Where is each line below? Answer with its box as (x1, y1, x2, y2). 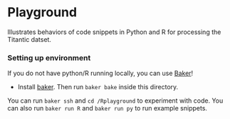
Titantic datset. (7, 35, 52, 43)
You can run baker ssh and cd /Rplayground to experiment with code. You (7, 96, 224, 105)
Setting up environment (7, 52, 91, 62)
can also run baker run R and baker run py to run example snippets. (7, 104, 208, 113)
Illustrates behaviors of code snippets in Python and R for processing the (7, 28, 221, 36)
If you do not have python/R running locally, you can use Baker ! (7, 69, 194, 78)
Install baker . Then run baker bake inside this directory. (17, 83, 179, 91)
